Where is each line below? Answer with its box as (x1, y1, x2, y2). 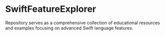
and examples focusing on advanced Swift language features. (5, 25, 133, 31)
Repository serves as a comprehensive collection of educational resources (5, 20, 160, 26)
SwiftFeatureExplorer (5, 3, 97, 15)
